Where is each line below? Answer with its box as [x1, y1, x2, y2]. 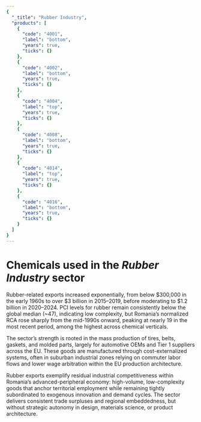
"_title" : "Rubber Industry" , [11, 14, 87, 20]
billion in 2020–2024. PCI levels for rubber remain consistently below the [6, 304, 186, 311]
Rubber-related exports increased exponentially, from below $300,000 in [6, 291, 187, 298]
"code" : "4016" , [22, 199, 63, 205]
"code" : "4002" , [22, 64, 63, 71]
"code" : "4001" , [22, 31, 63, 37]
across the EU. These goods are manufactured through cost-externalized [6, 347, 187, 355]
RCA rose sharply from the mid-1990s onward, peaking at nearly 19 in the [6, 316, 188, 323]
